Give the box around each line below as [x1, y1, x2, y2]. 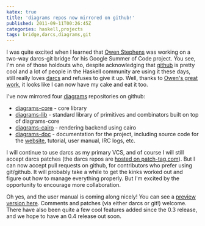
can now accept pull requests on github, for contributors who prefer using [6, 162, 192, 169]
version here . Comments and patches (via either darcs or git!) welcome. [6, 200, 187, 207]
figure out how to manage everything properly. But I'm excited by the [6, 175, 180, 182]
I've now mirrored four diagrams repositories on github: [6, 93, 145, 100]
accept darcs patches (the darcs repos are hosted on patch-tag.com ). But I [6, 155, 195, 162]
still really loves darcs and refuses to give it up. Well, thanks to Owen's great [6, 75, 198, 82]
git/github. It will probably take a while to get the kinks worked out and [6, 169, 183, 176]
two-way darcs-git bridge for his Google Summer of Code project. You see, [6, 55, 196, 62]
